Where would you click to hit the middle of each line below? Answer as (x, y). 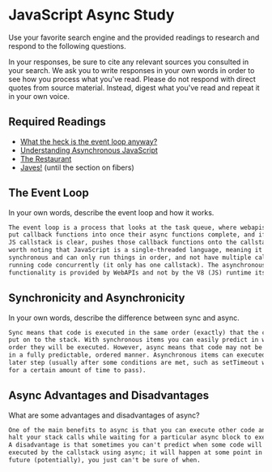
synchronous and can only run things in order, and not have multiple (130, 258)
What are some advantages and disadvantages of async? (104, 415)
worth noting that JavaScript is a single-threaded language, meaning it (136, 250)
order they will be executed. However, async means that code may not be (136, 348)
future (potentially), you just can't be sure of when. (104, 461)
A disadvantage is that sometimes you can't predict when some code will (136, 445)
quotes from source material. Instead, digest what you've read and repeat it (134, 88)
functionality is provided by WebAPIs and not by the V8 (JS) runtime (130, 273)
